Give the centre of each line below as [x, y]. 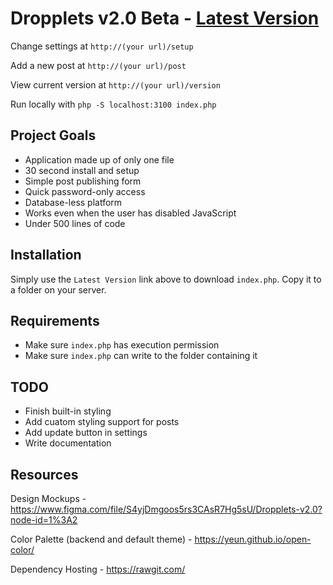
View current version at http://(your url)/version [115, 84]
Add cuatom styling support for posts [102, 422]
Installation [46, 255]
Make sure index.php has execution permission [122, 345]
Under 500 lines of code [75, 223]
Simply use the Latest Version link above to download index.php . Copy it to [166, 279]
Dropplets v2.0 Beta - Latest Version [165, 18]
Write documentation [68, 443]
